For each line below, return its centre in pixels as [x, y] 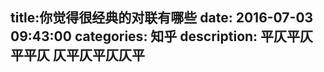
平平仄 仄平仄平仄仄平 [77, 55]
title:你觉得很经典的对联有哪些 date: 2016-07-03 [162, 18]
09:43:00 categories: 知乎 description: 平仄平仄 [162, 36]
